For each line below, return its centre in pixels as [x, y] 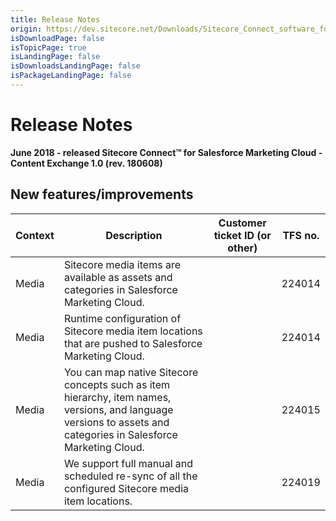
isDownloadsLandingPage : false [75, 66]
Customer [242, 223]
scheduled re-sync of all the [130, 476]
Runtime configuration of [122, 318]
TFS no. [301, 235]
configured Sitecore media [126, 488]
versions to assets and [116, 422]
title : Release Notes [55, 19]
